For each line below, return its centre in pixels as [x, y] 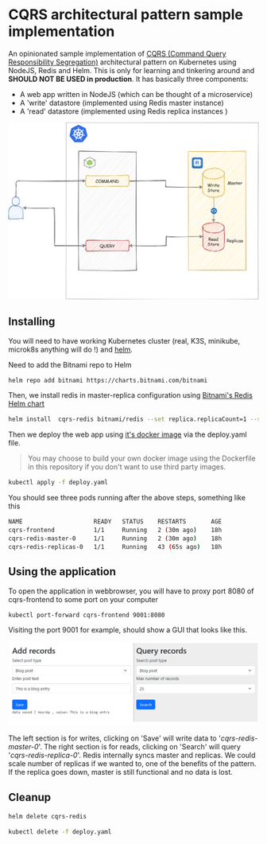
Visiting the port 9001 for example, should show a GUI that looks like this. [128, 630]
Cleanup [30, 797]
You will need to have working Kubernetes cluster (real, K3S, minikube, [124, 340]
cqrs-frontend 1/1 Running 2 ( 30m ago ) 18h [115, 531]
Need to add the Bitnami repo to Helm [70, 364]
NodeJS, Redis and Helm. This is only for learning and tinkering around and [132, 70]
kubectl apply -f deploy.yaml [58, 483]
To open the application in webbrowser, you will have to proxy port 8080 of [131, 591]
